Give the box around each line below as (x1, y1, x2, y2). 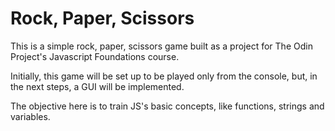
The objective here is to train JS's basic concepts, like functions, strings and (10, 100, 325, 112)
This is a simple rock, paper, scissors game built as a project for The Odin (10, 40, 313, 52)
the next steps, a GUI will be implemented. (10, 80, 185, 92)
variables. (10, 110, 51, 122)
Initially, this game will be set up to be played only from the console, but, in (10, 70, 318, 82)
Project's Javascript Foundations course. (10, 50, 180, 62)
